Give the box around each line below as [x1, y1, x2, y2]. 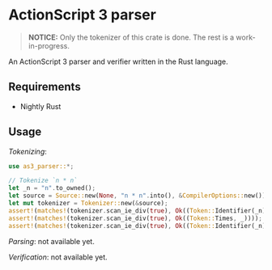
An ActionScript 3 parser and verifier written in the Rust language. [8, 57, 228, 66]
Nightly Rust [19, 101, 62, 111]
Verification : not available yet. [8, 252, 108, 262]
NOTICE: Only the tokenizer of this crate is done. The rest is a [28, 32, 235, 42]
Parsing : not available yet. [8, 236, 95, 246]
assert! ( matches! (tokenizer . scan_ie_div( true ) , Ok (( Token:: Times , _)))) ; [8, 214, 263, 222]
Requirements [8, 80, 81, 94]
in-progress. [28, 40, 70, 50]
